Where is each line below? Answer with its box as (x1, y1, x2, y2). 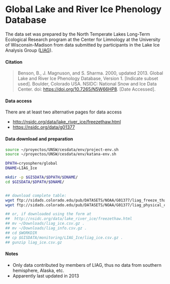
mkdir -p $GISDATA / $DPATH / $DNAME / (5, 175, 78, 180)
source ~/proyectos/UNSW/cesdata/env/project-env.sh (5, 147, 119, 152)
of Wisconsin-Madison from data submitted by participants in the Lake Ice (5, 42, 160, 48)
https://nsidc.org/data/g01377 (12, 124, 75, 130)
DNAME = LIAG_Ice (5, 166, 37, 171)
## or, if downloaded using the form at (5, 212, 92, 217)
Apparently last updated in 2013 (12, 272, 79, 279)
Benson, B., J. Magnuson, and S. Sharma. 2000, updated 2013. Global (17, 70, 163, 76)
